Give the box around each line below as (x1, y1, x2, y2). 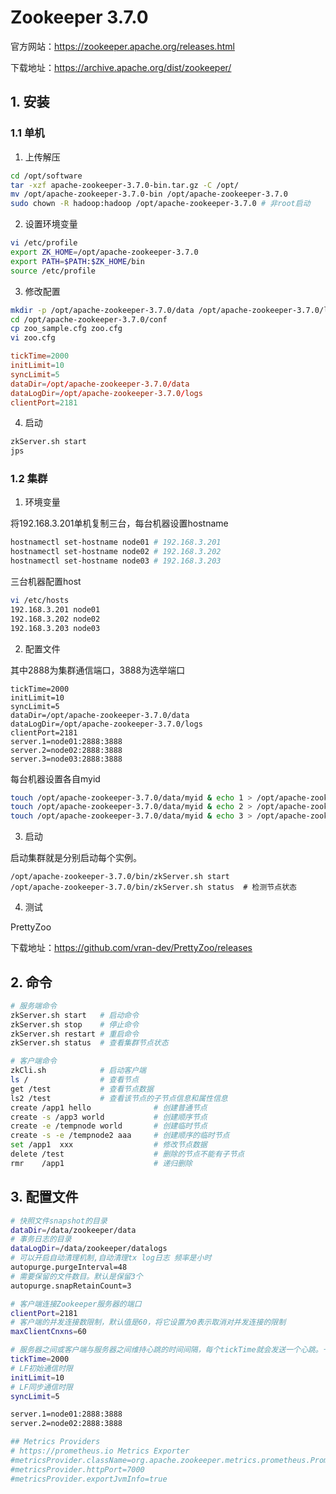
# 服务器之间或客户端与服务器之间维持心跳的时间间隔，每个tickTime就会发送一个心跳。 (10, 1345, 323, 1355)
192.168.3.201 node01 (10, 604, 101, 615)
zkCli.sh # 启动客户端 (10, 1066, 147, 1076)
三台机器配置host (10, 576, 82, 588)
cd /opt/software (10, 171, 83, 181)
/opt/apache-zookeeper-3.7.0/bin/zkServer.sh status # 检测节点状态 (10, 882, 297, 893)
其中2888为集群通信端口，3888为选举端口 (10, 664, 186, 676)
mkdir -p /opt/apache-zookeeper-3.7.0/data (10, 305, 195, 315)
